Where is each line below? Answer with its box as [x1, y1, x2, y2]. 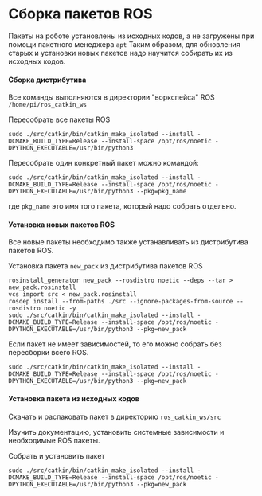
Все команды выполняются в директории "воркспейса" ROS [8, 92, 215, 102]
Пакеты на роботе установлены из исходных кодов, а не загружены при [8, 31, 255, 41]
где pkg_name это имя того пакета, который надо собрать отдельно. [8, 201, 237, 211]
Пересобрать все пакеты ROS [8, 115, 111, 124]
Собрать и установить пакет [8, 451, 105, 460]
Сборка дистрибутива [8, 75, 87, 84]
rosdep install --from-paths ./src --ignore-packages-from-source [8, 298, 233, 306]
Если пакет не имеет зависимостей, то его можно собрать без [8, 339, 222, 349]
